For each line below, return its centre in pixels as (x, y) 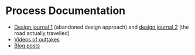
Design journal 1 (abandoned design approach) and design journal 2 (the (101, 27)
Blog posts (27, 46)
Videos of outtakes (37, 39)
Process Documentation (66, 11)
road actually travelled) (42, 33)
